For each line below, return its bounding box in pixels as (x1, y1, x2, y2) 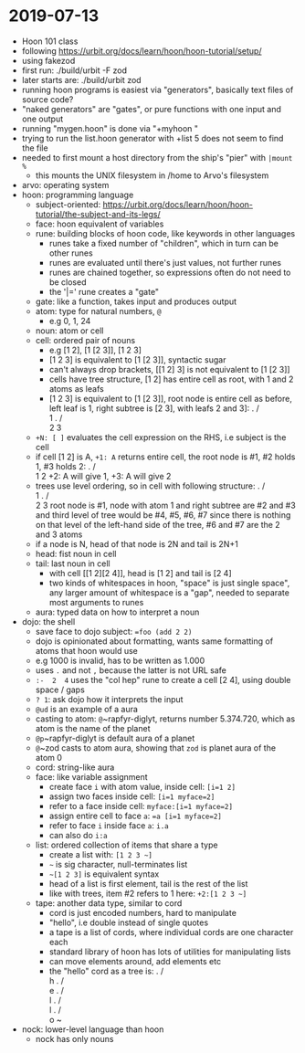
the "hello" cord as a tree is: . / (48, 965, 164, 976)
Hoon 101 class (21, 36, 79, 47)
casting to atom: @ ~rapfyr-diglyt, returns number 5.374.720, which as (35, 713, 296, 724)
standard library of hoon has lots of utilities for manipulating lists (48, 946, 291, 957)
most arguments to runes (48, 596, 144, 607)
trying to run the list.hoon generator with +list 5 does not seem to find (21, 132, 284, 143)
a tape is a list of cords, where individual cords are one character (48, 926, 294, 937)
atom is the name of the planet (35, 722, 151, 733)
